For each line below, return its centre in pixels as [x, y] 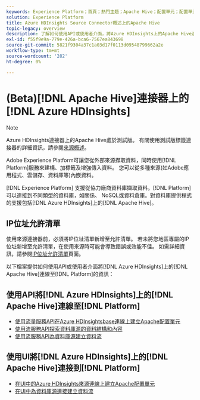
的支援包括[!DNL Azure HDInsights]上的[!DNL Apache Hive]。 [82, 203]
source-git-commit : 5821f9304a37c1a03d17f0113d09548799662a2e [85, 45]
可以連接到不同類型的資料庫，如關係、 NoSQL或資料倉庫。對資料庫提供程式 [99, 195]
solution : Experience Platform [45, 17]
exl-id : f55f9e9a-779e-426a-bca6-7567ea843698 [65, 39]
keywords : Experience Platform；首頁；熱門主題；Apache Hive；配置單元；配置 [97, 12]
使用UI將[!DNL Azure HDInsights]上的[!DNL [87, 357]
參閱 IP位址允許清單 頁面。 [53, 254]
